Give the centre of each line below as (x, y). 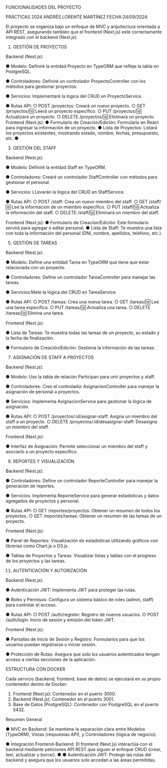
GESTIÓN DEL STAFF (35, 148)
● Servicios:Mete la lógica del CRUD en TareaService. (61, 292)
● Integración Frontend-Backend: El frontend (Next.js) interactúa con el (79, 744)
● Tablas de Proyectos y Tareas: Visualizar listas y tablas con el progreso (81, 556)
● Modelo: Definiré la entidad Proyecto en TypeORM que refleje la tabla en (82, 66)
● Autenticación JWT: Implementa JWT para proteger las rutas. (71, 590)
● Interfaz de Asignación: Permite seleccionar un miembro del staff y (77, 446)
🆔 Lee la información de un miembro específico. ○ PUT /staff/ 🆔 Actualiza (83, 207)
